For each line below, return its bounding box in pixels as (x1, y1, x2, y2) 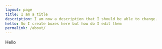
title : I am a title (5, 12, 48, 17)
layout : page (5, 7, 32, 12)
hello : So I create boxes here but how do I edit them (5, 21, 122, 26)
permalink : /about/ (5, 26, 46, 31)
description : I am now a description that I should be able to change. (5, 16, 157, 21)
